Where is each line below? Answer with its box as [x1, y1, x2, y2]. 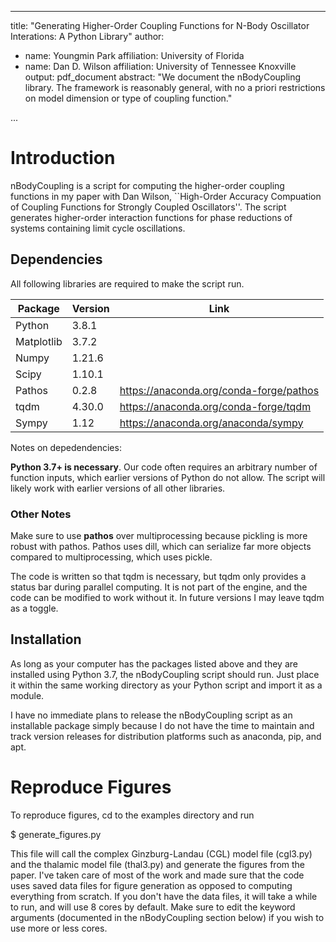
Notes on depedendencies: [10, 441, 122, 453]
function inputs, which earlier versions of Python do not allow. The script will [10, 471, 326, 483]
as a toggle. [10, 602, 59, 615]
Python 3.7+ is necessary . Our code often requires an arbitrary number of [10, 461, 318, 473]
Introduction [10, 147, 116, 170]
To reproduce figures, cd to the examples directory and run [10, 809, 255, 821]
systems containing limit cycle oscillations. [10, 222, 186, 234]
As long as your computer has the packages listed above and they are [10, 657, 298, 670]
